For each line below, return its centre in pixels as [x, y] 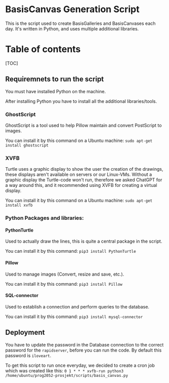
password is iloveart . [28, 355]
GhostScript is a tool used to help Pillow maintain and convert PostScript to [83, 125]
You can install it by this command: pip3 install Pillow [64, 284]
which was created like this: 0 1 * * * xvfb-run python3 [64, 370]
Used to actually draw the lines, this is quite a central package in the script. [84, 241]
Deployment [25, 333]
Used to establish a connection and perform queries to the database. [77, 307]
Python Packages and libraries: [45, 218]
